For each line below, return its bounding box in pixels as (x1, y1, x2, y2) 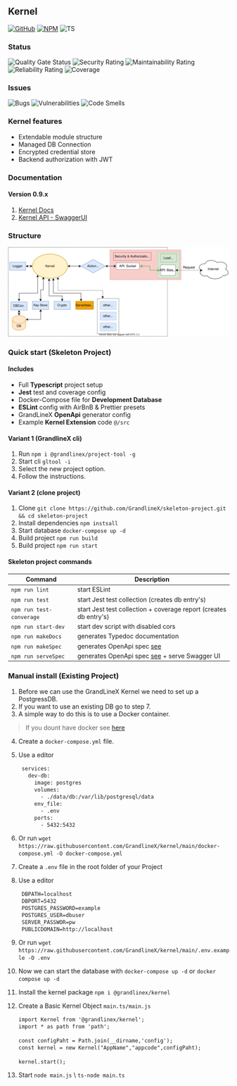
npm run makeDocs (11, 633, 62, 640)
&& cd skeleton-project (18, 513, 89, 520)
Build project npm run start (18, 542, 98, 550)
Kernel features (8, 116, 63, 126)
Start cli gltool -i (18, 457, 71, 466)
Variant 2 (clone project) (8, 488, 81, 497)
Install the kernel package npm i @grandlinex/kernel (18, 987, 171, 996)
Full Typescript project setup (18, 380, 103, 389)
